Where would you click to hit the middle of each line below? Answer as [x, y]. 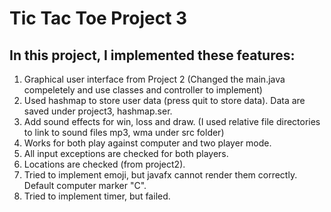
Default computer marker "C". [85, 185]
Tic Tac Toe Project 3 [98, 18]
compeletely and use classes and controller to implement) [143, 90]
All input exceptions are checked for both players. [126, 153]
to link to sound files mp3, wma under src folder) [124, 132]
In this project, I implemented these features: [152, 55]
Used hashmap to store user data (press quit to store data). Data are [164, 100]
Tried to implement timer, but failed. [97, 196]
